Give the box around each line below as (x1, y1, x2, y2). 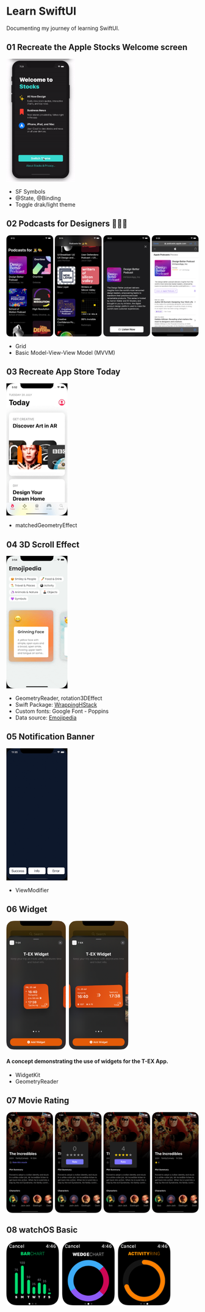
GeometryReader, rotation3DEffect (15, 694, 103, 702)
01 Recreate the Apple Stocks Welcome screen (6, 42, 188, 53)
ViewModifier (15, 886, 49, 894)
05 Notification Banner (6, 732, 95, 742)
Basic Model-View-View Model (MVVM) (15, 349, 116, 357)
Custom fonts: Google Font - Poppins (15, 707, 109, 715)
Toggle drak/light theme (15, 200, 76, 208)
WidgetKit (15, 1071, 41, 1079)
